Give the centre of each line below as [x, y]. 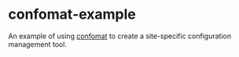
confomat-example [72, 14]
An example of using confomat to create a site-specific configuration [120, 36]
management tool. [37, 44]
